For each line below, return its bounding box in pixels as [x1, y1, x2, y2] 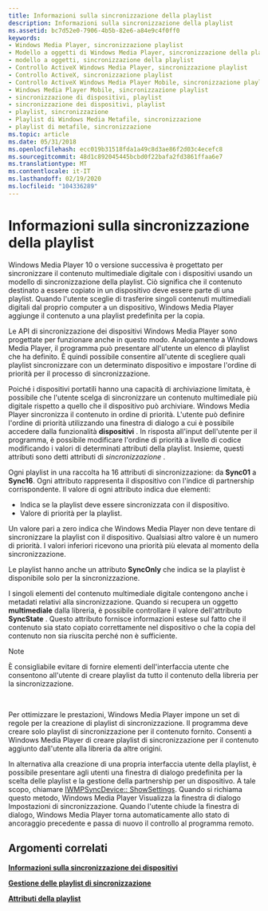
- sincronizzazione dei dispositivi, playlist [8, 101, 166, 108]
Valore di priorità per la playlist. [19, 508, 122, 518]
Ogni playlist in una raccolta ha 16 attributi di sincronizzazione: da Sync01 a [8, 467, 257, 477]
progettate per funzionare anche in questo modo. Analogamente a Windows [8, 334, 258, 344]
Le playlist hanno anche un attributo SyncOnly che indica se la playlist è [8, 564, 246, 574]
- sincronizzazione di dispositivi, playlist [8, 93, 162, 101]
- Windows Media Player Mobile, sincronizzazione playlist [8, 85, 209, 94]
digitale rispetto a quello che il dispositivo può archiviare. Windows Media [8, 400, 250, 411]
